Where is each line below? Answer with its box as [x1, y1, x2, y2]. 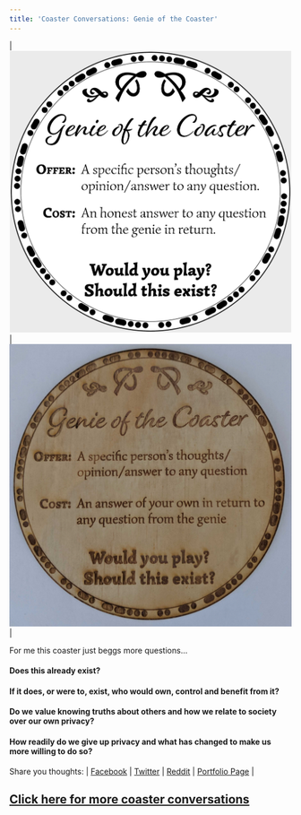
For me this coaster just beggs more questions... [9, 645, 188, 655]
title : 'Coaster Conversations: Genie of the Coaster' [9, 14, 219, 23]
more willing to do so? [9, 746, 93, 757]
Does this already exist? [9, 665, 101, 676]
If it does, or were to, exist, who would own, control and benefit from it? [9, 686, 279, 697]
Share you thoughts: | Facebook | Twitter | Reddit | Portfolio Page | [9, 766, 254, 776]
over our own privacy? [9, 715, 95, 726]
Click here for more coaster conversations [9, 792, 250, 807]
